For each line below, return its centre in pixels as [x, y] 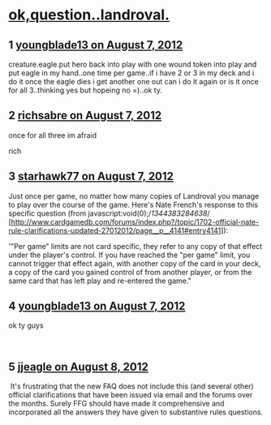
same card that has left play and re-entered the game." [100, 281]
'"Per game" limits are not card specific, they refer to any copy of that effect [135, 246]
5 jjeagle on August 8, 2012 [78, 367]
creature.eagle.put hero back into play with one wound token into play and [133, 64]
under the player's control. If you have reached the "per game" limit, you [129, 255]
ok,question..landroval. [89, 15]
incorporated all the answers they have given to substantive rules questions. [136, 412]
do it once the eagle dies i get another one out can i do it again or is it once [133, 82]
